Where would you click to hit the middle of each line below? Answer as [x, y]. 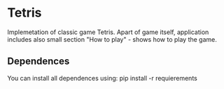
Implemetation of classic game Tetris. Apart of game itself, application [108, 32]
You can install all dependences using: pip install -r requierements [102, 78]
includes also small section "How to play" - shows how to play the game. [112, 39]
